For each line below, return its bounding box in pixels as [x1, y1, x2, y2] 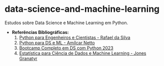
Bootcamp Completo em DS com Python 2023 [19, 45, 114, 51]
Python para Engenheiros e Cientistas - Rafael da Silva [19, 34, 130, 40]
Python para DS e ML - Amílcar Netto [19, 39, 95, 45]
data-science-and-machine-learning [4, 3, 160, 15]
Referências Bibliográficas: [11, 29, 69, 35]
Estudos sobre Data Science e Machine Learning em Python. [4, 20, 128, 26]
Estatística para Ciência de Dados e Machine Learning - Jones [19, 50, 147, 56]
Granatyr [19, 55, 38, 61]
